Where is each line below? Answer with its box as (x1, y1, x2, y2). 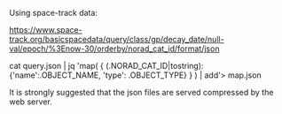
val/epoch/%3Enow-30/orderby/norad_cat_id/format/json (9, 43, 220, 54)
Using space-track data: (9, 8, 98, 18)
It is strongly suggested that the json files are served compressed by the (9, 87, 274, 97)
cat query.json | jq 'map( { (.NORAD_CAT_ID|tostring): (9, 61, 204, 71)
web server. (9, 96, 53, 107)
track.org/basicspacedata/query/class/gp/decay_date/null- (9, 34, 224, 44)
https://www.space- (9, 25, 82, 34)
